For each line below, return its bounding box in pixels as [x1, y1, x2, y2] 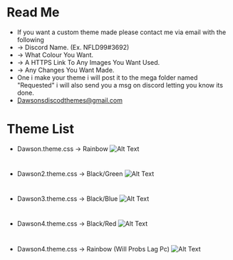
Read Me [6, 4, 60, 21]
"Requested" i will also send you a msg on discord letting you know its [16, 80, 224, 89]
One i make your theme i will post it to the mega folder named [16, 73, 198, 82]
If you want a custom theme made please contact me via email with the [16, 28, 227, 36]
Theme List [6, 121, 75, 137]
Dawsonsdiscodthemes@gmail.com [16, 95, 123, 104]
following [16, 35, 44, 43]
